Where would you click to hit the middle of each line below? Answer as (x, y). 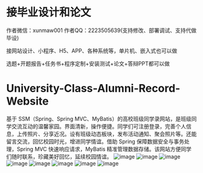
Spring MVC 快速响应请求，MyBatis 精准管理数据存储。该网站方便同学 (104, 149)
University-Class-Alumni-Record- (93, 89)
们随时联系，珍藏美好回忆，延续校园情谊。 (59, 156)
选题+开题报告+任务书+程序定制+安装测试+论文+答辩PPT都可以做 (88, 64)
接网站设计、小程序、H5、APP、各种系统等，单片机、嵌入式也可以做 (92, 51)
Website (27, 101)
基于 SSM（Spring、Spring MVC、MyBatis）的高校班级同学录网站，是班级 (99, 119)
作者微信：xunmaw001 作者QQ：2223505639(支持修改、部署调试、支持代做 (101, 30)
